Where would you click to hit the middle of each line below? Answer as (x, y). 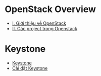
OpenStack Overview (50, 9)
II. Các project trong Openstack (45, 28)
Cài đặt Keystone (30, 68)
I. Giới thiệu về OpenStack (39, 23)
